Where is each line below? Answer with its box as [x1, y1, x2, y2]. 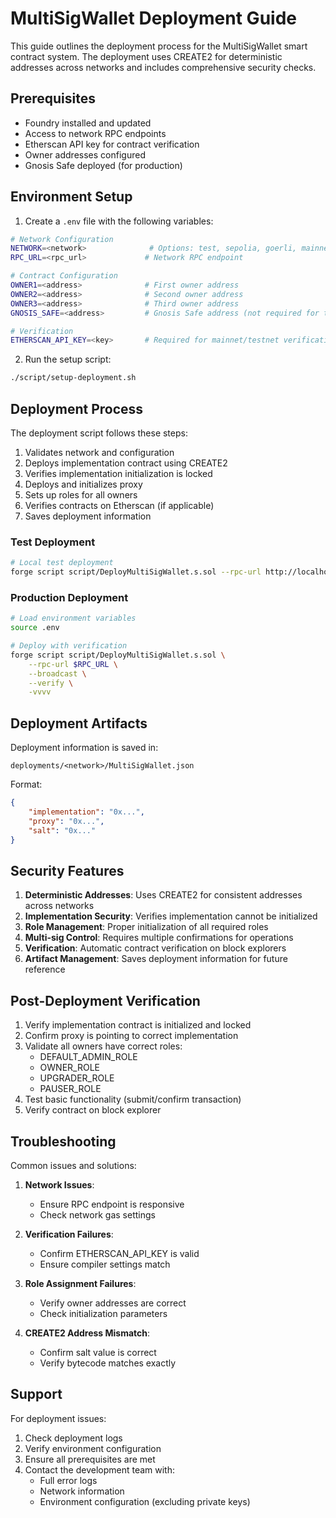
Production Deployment [10, 590, 129, 604]
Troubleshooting [10, 1133, 117, 1150]
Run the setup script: [24, 353, 112, 366]
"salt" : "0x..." [28, 825, 97, 836]
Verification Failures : [24, 1228, 114, 1240]
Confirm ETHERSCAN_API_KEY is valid [39, 1247, 200, 1259]
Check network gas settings [39, 1208, 156, 1221]
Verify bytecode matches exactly [39, 1357, 177, 1369]
